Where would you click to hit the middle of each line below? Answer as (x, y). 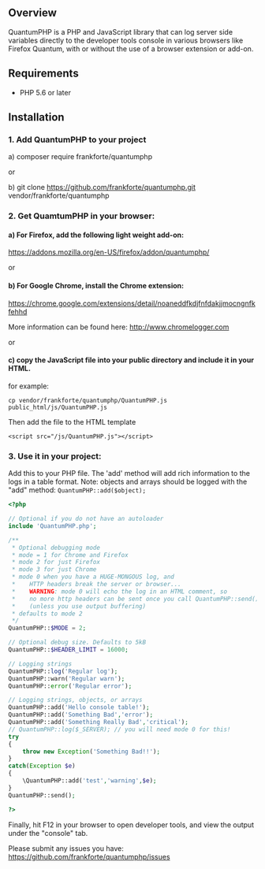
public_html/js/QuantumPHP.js (58, 407)
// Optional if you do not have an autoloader (86, 519)
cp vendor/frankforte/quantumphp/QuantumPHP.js (88, 400)
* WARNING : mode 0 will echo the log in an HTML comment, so (119, 591)
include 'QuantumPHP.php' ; (52, 526)
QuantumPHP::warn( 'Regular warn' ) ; (67, 678)
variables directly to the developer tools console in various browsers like (126, 40)
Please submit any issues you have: (66, 848)
